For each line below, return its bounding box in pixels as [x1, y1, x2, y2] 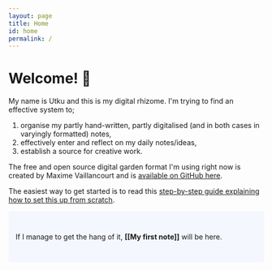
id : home [8, 27, 38, 35]
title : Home [8, 19, 49, 28]
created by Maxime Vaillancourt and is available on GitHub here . [8, 171, 223, 181]
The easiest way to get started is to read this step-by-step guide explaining [8, 186, 260, 196]
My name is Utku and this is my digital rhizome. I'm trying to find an [8, 96, 234, 106]
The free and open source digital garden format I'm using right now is [8, 162, 241, 172]
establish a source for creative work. [19, 147, 143, 156]
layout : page [8, 11, 53, 20]
